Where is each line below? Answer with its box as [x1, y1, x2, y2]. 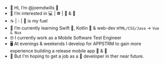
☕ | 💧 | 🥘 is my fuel [9, 18, 48, 23]
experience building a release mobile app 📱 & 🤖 [9, 48, 107, 53]
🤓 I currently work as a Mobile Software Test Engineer [9, 35, 121, 40]
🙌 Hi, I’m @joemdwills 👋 [9, 5, 59, 10]
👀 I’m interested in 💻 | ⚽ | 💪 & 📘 [9, 10, 76, 16]
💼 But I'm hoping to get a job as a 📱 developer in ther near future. [9, 53, 144, 59]
